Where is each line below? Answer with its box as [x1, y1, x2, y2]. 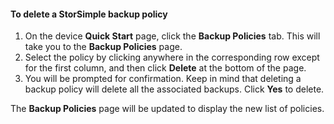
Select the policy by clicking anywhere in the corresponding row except [24, 51, 320, 64]
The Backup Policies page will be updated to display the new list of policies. [10, 103, 325, 115]
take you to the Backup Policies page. [24, 41, 183, 53]
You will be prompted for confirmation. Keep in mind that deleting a [24, 73, 302, 85]
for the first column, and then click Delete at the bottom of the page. [24, 62, 307, 74]
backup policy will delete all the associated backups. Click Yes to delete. [24, 83, 325, 95]
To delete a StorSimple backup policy [10, 8, 168, 20]
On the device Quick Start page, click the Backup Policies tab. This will [24, 30, 321, 42]
